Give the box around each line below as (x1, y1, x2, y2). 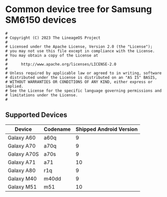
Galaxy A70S (8, 150, 39, 157)
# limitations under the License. (5, 92, 78, 98)
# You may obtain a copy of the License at (5, 53, 99, 58)
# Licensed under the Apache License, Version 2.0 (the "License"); (5, 44, 153, 49)
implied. (5, 84, 24, 89)
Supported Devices (5, 111, 67, 119)
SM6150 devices (5, 14, 77, 26)
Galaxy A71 (8, 159, 36, 166)
